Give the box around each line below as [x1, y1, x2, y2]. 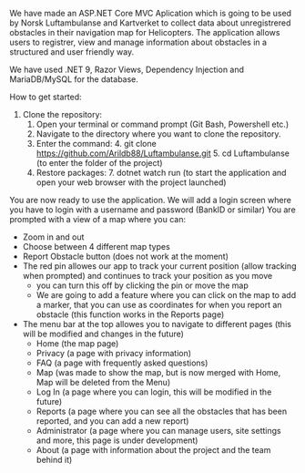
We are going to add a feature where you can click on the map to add [36, 290, 297, 300]
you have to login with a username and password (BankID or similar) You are [9, 204, 296, 215]
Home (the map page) [36, 338, 119, 349]
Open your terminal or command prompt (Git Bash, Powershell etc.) [36, 118, 290, 129]
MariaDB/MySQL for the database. [9, 74, 139, 85]
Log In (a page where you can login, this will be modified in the [36, 386, 272, 397]
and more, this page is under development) [36, 435, 198, 446]
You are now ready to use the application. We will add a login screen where [9, 195, 291, 205]
